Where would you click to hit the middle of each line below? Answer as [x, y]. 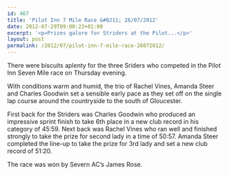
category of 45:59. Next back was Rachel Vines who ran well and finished [112, 129]
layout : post [26, 39]
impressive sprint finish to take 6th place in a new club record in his [103, 121]
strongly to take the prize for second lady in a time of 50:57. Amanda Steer [113, 136]
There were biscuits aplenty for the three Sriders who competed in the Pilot [114, 65]
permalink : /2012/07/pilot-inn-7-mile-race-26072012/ [86, 46]
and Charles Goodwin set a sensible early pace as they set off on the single [114, 93]
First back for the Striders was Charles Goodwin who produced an [101, 114]
